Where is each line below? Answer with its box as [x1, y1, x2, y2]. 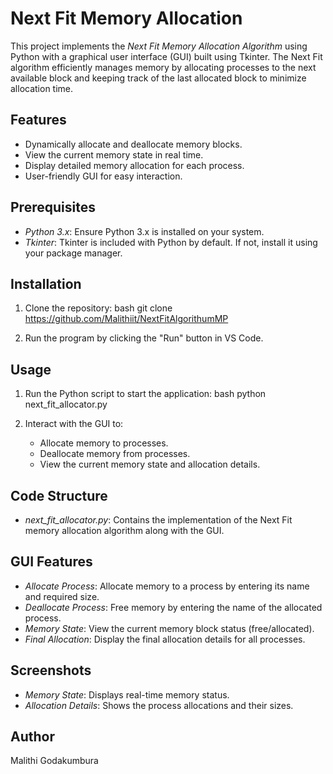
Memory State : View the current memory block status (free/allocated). [24, 622, 315, 634]
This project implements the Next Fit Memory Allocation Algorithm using [10, 40, 308, 52]
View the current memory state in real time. [24, 148, 204, 161]
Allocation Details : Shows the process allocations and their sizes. [24, 699, 294, 711]
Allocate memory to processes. [39, 437, 169, 449]
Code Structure [10, 487, 108, 504]
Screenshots [10, 662, 92, 679]
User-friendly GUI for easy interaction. [24, 170, 183, 182]
